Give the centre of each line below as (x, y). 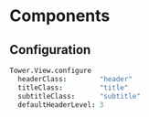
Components (60, 16)
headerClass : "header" (75, 79)
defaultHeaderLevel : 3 (61, 105)
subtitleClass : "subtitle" (80, 96)
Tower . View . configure (51, 70)
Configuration (50, 50)
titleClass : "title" (73, 88)
